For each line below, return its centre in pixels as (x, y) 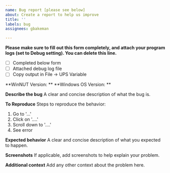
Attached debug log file (37, 68)
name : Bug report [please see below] (45, 10)
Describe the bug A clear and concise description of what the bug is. (78, 94)
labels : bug (18, 24)
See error (23, 130)
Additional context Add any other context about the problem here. (75, 165)
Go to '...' (22, 114)
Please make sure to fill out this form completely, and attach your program (85, 48)
